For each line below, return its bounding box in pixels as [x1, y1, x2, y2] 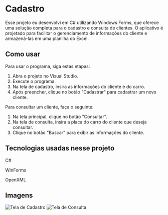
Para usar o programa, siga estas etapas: [5, 63, 90, 69]
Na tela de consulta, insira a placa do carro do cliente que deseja [12, 118, 147, 125]
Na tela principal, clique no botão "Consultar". [12, 113, 107, 119]
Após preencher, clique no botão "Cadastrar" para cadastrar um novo [12, 88, 157, 95]
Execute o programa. [12, 78, 56, 84]
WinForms [5, 167, 27, 173]
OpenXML [5, 176, 26, 182]
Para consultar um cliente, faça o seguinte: [5, 103, 94, 110]
